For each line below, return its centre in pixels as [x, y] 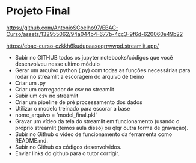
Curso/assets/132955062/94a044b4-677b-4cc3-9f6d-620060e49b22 [95, 34]
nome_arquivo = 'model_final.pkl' [56, 115]
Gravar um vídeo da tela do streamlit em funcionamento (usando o [97, 121]
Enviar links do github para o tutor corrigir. [67, 153]
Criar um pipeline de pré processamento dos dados [78, 102]
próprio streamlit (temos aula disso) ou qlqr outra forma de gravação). [101, 128]
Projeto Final [38, 11]
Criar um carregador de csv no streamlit [64, 89]
